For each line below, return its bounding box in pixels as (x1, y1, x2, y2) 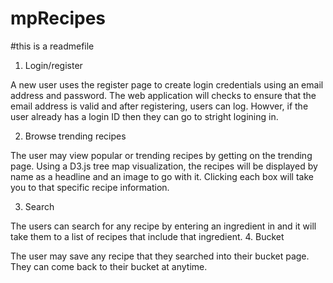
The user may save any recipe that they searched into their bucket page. (10, 250, 310, 262)
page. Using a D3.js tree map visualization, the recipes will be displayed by (10, 160, 318, 172)
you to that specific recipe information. (10, 181, 170, 193)
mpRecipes (10, 7, 107, 30)
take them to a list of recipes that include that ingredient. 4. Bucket (10, 230, 285, 242)
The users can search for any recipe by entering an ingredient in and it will (10, 220, 317, 232)
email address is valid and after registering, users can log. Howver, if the (10, 100, 309, 112)
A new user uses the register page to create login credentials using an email (10, 78, 324, 91)
